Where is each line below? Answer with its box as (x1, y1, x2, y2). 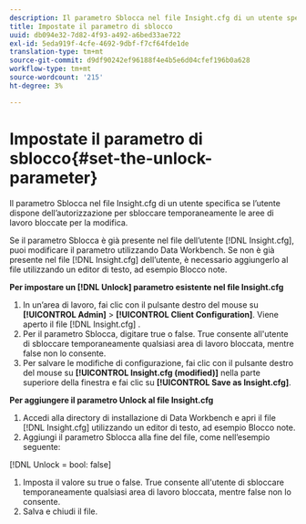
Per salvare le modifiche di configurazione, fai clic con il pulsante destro (22, 357, 294, 368)
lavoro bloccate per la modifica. (9, 216, 128, 228)
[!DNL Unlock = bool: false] (9, 458, 112, 470)
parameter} (9, 167, 98, 188)
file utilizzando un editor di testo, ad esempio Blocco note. (9, 264, 228, 275)
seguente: (22, 441, 61, 452)
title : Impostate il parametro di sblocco (9, 22, 173, 31)
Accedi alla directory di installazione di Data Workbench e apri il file (22, 412, 276, 423)
